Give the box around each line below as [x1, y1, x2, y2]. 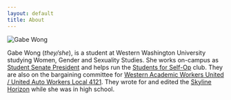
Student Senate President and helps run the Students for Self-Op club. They [7, 63, 223, 71]
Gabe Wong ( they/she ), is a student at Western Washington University [7, 49, 206, 57]
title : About [7, 16, 45, 23]
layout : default [7, 10, 54, 17]
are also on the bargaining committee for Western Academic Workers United [7, 70, 224, 79]
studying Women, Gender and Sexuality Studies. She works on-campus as [7, 55, 219, 64]
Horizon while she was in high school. [7, 85, 115, 93]
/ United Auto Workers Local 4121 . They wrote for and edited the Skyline [7, 77, 212, 86]
